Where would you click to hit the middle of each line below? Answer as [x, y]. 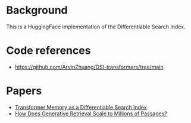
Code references [48, 51]
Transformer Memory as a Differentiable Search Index [81, 107]
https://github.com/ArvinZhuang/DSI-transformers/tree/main [89, 67]
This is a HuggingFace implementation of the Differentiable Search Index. [96, 27]
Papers [24, 91]
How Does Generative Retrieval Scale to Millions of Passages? [91, 114]
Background [37, 10]
